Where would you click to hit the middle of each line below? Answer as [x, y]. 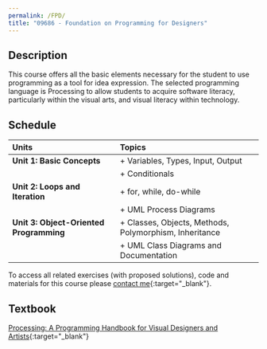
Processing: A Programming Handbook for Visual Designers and [113, 327]
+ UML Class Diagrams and [171, 245]
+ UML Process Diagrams [168, 210]
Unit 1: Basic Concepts [56, 161]
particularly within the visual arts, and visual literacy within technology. [124, 100]
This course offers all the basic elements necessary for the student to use [129, 75]
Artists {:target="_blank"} [49, 336]
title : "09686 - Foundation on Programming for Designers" [108, 23]
